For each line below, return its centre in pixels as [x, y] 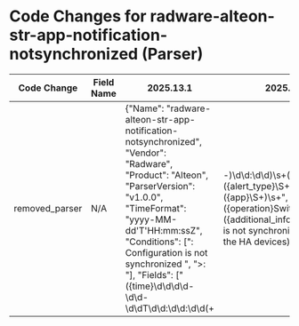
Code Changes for [78, 16]
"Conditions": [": [159, 242]
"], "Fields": [149, 274]
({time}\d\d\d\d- [160, 286]
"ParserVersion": [160, 186]
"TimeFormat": [156, 208]
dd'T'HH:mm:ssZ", [164, 230]
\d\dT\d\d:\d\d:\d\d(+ [170, 308]
